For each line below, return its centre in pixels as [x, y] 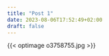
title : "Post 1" [30, 13]
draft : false [26, 26]
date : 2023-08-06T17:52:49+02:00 [55, 20]
